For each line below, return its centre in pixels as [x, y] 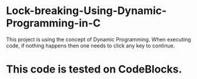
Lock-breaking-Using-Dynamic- [86, 11]
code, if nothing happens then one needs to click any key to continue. [91, 46]
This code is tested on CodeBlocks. [94, 69]
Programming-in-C [54, 23]
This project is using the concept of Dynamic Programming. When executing [98, 39]
